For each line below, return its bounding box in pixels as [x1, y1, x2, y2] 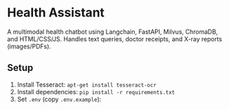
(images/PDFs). [7, 42, 52, 50]
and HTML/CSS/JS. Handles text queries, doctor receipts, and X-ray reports [7, 34, 222, 43]
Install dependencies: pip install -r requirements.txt [17, 87, 175, 96]
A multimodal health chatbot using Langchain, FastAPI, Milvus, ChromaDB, [7, 27, 218, 36]
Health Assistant [7, 5, 105, 21]
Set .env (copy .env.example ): [17, 95, 102, 103]
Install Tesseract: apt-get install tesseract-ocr [17, 80, 157, 89]
